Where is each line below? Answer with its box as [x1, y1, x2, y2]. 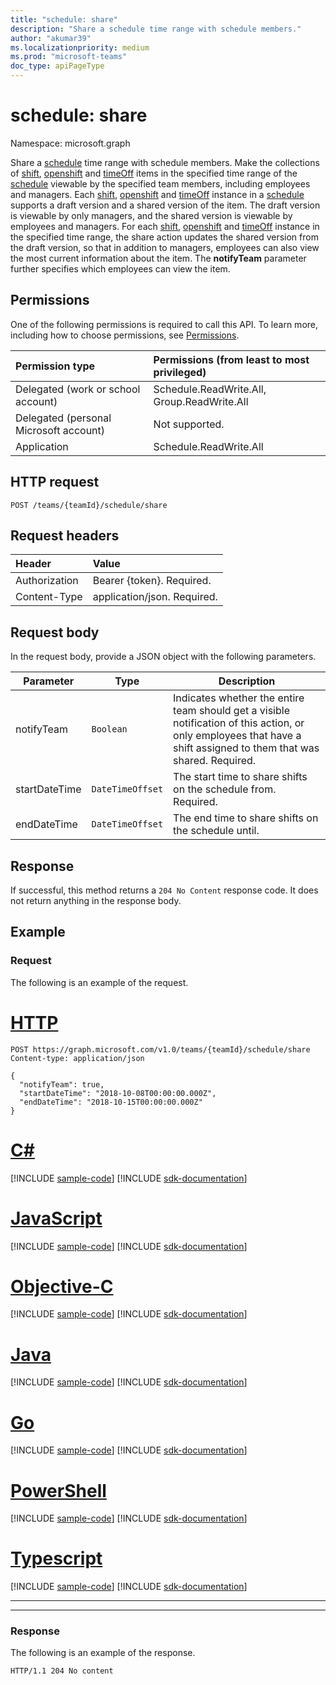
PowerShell [10, 1479, 107, 1502]
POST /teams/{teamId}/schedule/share [10, 500, 168, 510]
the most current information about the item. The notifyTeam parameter [10, 252, 307, 264]
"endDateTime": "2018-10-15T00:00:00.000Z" [19, 1097, 203, 1107]
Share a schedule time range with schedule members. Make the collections [10, 156, 320, 168]
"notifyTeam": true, [19, 1079, 105, 1090]
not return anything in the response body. [10, 895, 182, 906]
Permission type [15, 359, 96, 373]
